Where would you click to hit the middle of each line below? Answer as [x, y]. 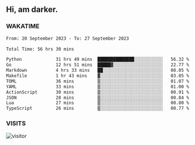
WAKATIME [23, 26]
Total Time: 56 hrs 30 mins [40, 49]
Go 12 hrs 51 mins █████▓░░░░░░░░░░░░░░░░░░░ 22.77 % [98, 65]
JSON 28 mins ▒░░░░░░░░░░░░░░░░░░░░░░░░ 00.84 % [98, 98]
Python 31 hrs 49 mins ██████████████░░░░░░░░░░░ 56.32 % [98, 60]
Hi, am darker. [32, 10]
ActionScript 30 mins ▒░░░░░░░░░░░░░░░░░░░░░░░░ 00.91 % [98, 92]
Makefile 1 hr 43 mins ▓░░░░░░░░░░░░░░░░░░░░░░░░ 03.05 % [98, 76]
